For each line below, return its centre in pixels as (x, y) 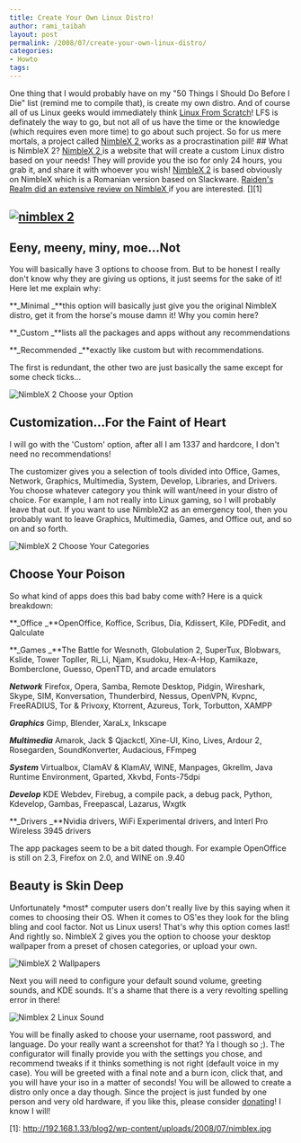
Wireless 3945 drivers (50, 830)
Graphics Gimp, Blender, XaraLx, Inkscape (88, 722)
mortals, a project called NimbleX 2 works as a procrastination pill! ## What (149, 141)
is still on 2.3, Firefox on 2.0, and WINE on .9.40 (97, 857)
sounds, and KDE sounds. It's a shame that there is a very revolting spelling (149, 990)
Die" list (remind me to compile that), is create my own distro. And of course (150, 102)
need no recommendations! (60, 454)
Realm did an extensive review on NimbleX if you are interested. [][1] (136, 189)
